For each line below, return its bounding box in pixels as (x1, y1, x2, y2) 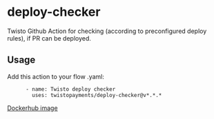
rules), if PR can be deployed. (7, 34, 92, 42)
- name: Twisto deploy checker (25, 85, 116, 93)
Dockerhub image (7, 104, 58, 112)
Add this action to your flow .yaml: (7, 72, 105, 80)
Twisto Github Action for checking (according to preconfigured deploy (7, 27, 207, 35)
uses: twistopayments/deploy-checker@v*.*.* (32, 91, 162, 98)
